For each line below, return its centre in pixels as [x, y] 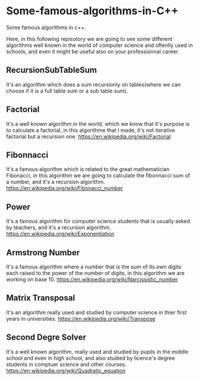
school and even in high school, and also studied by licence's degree [91, 358]
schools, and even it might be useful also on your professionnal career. [93, 51]
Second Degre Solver [46, 338]
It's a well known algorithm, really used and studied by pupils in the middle [97, 351]
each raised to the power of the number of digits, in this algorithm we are [96, 273]
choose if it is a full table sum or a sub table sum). [67, 91]
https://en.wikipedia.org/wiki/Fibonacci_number [65, 188]
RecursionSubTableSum [51, 70]
